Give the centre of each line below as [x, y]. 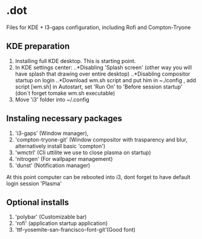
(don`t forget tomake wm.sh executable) [65, 93]
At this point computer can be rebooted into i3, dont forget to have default [98, 177]
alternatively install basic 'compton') [60, 146]
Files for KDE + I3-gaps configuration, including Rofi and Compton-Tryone [99, 27]
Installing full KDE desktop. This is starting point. [75, 61]
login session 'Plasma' [34, 183]
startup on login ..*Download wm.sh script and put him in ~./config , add [106, 80]
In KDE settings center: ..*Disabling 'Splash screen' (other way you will [103, 67]
